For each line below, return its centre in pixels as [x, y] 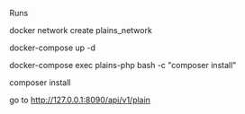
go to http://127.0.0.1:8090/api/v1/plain [80, 100]
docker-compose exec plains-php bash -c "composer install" [123, 65]
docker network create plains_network [81, 30]
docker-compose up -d [53, 48]
